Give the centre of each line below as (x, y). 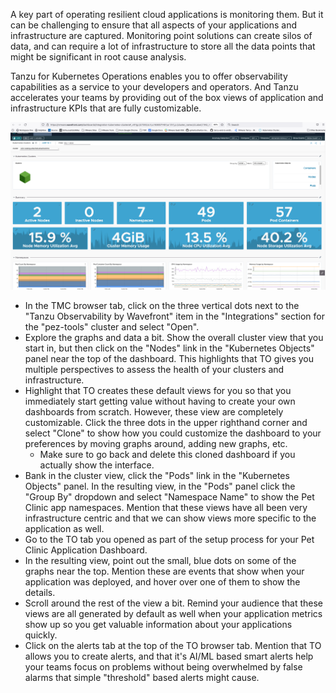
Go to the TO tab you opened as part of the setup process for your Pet (169, 540)
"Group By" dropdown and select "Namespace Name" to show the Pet (169, 497)
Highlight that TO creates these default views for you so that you (158, 391)
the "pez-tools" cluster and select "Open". (112, 327)
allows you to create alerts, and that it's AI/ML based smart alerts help (169, 656)
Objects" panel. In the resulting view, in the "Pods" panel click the (160, 486)
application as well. (64, 529)
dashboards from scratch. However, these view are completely (154, 412)
